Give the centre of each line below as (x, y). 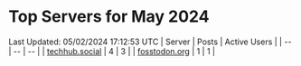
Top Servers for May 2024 (109, 17)
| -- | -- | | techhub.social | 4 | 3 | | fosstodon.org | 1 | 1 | (112, 51)
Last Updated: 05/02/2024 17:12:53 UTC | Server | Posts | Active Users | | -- (150, 42)
